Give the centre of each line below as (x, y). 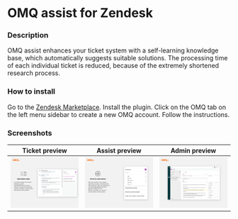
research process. (34, 73)
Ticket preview (45, 150)
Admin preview (193, 150)
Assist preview (119, 150)
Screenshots (30, 133)
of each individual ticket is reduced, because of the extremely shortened (113, 66)
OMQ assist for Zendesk (80, 13)
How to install (31, 91)
